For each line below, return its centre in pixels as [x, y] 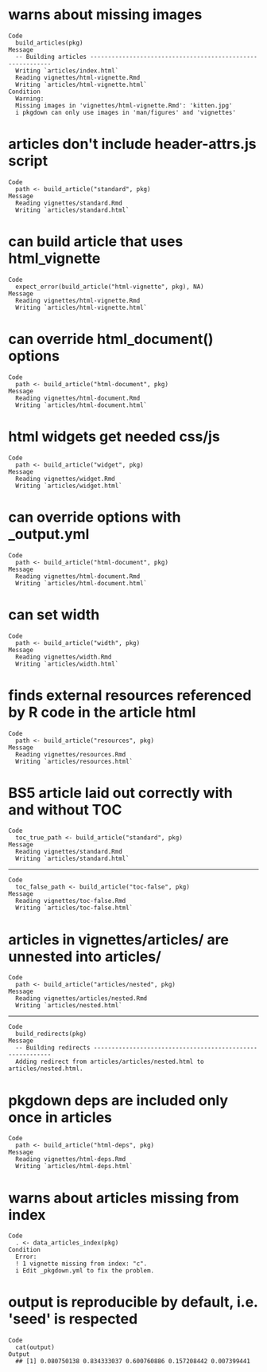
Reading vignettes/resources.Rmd [71, 754]
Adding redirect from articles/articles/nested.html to [110, 1062]
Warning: [30, 98]
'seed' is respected [73, 1319]
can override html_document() [111, 339]
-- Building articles [51, 57]
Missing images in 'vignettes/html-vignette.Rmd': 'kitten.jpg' [124, 105]
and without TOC [65, 809]
